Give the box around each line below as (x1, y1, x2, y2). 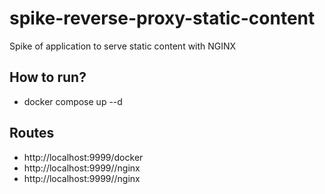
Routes (9, 125, 55, 142)
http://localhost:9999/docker (23, 151, 144, 163)
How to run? (9, 69, 87, 86)
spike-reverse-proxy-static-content (9, 7, 316, 30)
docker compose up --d (23, 95, 123, 107)
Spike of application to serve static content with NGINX (9, 40, 237, 52)
